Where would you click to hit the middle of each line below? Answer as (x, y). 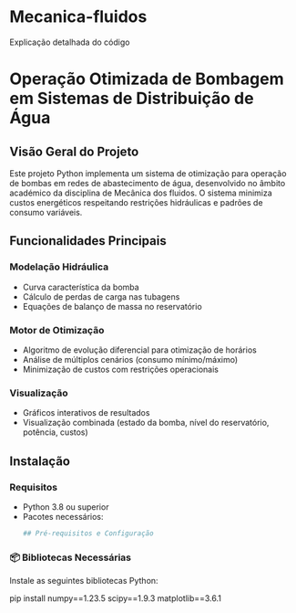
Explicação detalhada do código (70, 42)
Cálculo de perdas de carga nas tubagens (101, 296)
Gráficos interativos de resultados (86, 413)
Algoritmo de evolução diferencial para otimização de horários (139, 350)
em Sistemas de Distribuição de (132, 99)
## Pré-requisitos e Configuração (88, 533)
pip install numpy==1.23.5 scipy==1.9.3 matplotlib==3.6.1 (115, 598)
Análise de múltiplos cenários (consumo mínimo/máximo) (130, 359)
